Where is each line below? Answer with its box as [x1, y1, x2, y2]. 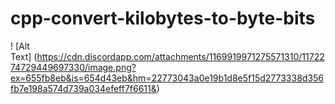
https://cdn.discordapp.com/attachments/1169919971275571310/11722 [36, 50, 325, 62]
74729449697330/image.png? [10, 61, 137, 73]
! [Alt [10, 40, 30, 52]
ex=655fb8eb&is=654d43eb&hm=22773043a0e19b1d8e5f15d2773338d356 [10, 72, 325, 84]
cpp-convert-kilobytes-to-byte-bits [10, 7, 316, 30]
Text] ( [10, 50, 38, 62]
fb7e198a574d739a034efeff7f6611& [10, 82, 157, 94]
